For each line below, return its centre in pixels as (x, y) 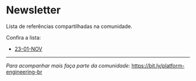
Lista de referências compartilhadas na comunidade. (69, 26)
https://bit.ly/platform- (158, 65)
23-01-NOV (28, 49)
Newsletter (34, 10)
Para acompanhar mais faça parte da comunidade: (68, 65)
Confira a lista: (24, 37)
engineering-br (24, 72)
